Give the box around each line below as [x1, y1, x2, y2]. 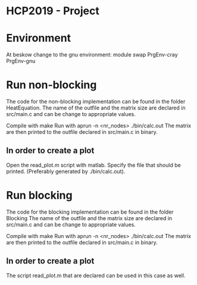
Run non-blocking [6, 79, 97, 92]
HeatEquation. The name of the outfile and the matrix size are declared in [6, 104, 186, 111]
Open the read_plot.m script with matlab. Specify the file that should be [6, 161, 182, 168]
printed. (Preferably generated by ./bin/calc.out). [6, 168, 126, 175]
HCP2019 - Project [6, 4, 99, 18]
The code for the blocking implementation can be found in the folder [6, 208, 174, 215]
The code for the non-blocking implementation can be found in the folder [6, 98, 186, 105]
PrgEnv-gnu [6, 58, 36, 65]
